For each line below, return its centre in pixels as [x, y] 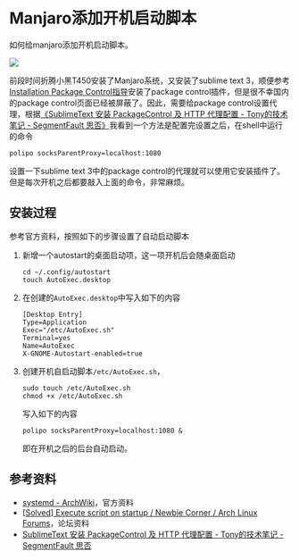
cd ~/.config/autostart [66, 272]
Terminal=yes [46, 338]
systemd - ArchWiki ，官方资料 [78, 502]
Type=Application [54, 322]
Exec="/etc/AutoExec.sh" [68, 330]
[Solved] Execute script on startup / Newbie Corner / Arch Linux [140, 512]
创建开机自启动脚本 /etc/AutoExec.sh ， [93, 371]
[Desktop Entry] [52, 314]
